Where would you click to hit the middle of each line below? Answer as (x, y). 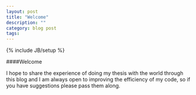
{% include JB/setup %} (35, 50)
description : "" (26, 22)
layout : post (22, 12)
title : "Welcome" (27, 17)
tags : (13, 34)
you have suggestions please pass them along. (63, 86)
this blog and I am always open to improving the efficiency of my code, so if (98, 80)
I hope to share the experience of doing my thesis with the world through (95, 73)
